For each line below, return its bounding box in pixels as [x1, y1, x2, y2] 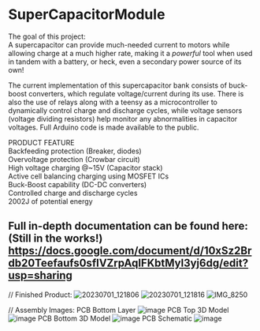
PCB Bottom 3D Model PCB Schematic [38, 314, 193, 323]
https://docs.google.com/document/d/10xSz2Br [8, 244, 252, 258]
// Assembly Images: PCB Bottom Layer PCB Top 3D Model [8, 305, 229, 314]
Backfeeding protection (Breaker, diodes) [8, 146, 142, 156]
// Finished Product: [8, 290, 72, 299]
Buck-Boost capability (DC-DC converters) [8, 179, 147, 189]
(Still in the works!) [8, 231, 103, 246]
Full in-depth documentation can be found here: [8, 220, 248, 233]
